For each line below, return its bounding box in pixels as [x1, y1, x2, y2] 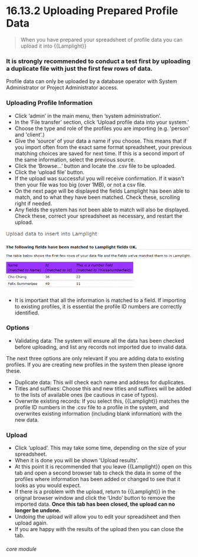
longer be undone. [14, 507, 61, 514]
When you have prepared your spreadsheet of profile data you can [20, 36, 183, 43]
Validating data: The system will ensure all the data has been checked [14, 337, 184, 344]
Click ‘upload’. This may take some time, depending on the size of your [14, 445, 187, 452]
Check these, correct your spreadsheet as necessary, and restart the [14, 212, 183, 219]
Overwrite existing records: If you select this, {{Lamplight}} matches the [14, 397, 190, 405]
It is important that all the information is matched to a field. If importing [14, 296, 186, 304]
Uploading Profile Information [6, 99, 93, 107]
